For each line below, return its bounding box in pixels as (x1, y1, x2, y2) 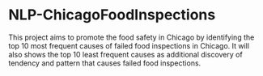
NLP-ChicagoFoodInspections (8, 6, 216, 24)
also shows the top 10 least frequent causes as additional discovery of (8, 49, 243, 59)
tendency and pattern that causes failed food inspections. (8, 58, 201, 68)
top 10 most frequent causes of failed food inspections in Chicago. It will (8, 40, 249, 50)
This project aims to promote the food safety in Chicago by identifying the (8, 32, 255, 42)
